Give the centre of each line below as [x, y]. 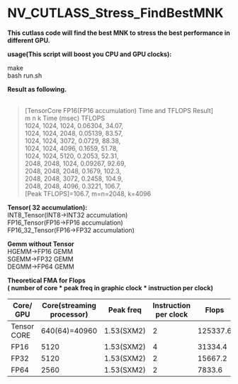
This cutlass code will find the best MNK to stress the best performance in [119, 33]
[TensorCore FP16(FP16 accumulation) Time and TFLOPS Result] [119, 110]
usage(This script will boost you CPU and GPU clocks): [90, 54]
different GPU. [29, 40]
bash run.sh [25, 75]
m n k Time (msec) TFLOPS [64, 118]
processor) [69, 314]
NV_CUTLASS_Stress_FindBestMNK [115, 13]
